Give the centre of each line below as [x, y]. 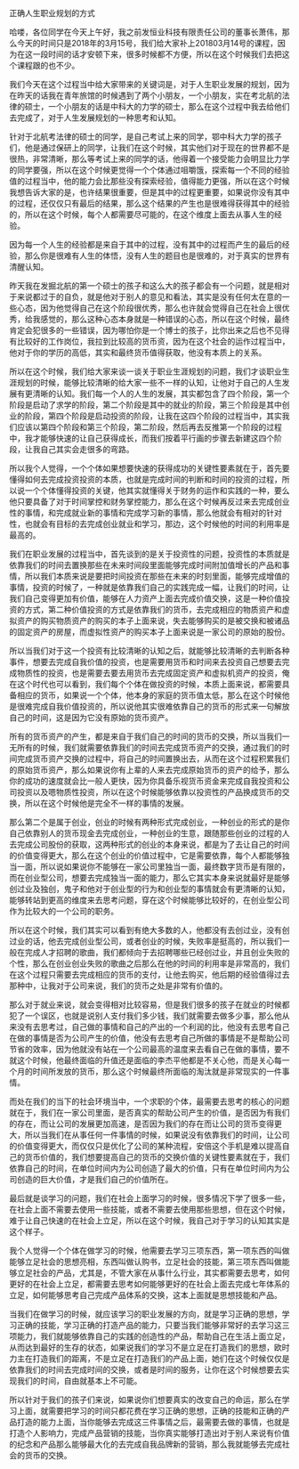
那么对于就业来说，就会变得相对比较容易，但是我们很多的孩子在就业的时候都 [149, 1005]
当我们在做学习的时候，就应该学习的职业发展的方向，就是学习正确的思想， [145, 1314]
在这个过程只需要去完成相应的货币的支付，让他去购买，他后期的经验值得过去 [149, 974]
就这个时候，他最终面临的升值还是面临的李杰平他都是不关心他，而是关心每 [145, 1060]
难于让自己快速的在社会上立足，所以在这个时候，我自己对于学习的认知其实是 [149, 1221]
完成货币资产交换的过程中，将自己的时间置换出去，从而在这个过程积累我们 [153, 759]
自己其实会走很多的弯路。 [87, 449]
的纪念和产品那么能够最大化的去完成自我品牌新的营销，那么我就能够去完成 [145, 1444]
